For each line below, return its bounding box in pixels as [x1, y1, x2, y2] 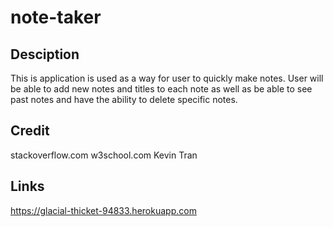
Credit [10, 122, 50, 140]
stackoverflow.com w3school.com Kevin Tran [10, 149, 198, 161]
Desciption [10, 46, 80, 63]
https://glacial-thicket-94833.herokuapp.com [10, 204, 197, 216]
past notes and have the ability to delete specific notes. [10, 94, 238, 105]
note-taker [10, 6, 102, 29]
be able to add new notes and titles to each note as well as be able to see [10, 83, 313, 95]
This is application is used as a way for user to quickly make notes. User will [10, 72, 324, 84]
